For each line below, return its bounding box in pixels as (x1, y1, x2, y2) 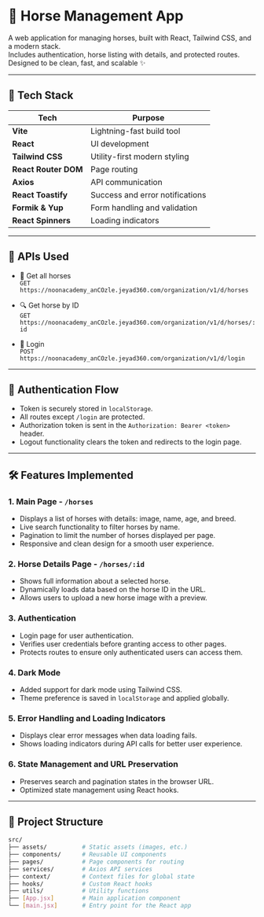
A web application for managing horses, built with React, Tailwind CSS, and (8, 33, 251, 42)
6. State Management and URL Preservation (8, 759, 178, 770)
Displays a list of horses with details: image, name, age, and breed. (19, 514, 236, 524)
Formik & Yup (12, 202, 64, 213)
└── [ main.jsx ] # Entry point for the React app (8, 902, 192, 910)
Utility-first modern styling (90, 151, 190, 162)
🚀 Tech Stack (8, 89, 74, 102)
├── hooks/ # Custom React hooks (8, 880, 153, 888)
